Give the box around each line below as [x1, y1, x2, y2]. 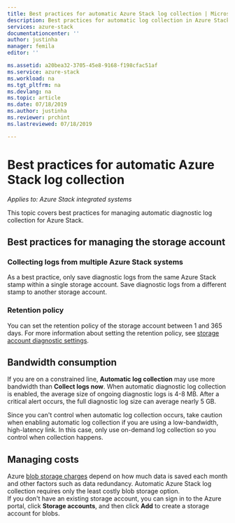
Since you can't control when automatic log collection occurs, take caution [7, 411, 222, 419]
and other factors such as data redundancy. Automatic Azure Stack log [7, 480, 212, 488]
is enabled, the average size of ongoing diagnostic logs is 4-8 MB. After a [7, 390, 220, 398]
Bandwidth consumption [7, 356, 117, 368]
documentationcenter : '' [7, 29, 80, 37]
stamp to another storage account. [7, 288, 107, 296]
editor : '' [7, 50, 39, 57]
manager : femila [7, 43, 55, 50]
